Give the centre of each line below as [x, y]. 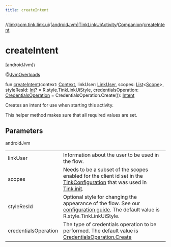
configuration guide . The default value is [111, 210]
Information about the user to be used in [111, 155]
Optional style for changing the [100, 197]
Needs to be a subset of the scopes [106, 170]
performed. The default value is [101, 231]
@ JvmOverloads [23, 74]
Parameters [24, 131]
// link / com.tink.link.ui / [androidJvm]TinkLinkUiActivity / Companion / [75, 24]
